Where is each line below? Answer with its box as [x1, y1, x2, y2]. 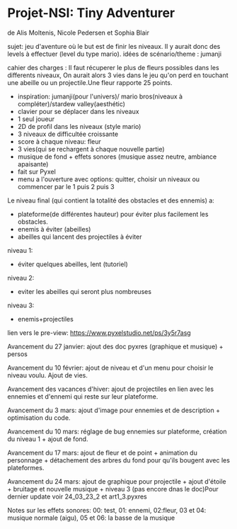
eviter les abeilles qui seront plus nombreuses [17, 287, 152, 295]
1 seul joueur [17, 115, 55, 123]
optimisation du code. [7, 413, 71, 422]
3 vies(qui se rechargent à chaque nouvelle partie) [17, 144, 165, 153]
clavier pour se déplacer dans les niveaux [17, 107, 139, 115]
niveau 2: [7, 273, 35, 282]
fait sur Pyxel [17, 167, 57, 176]
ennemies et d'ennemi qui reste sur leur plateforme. [7, 392, 158, 401]
